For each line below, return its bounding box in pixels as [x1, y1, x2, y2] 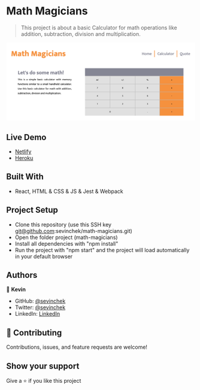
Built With [6, 172, 44, 182]
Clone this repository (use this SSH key [14, 220, 112, 228]
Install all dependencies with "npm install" [14, 240, 119, 247]
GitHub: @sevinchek [14, 298, 66, 305]
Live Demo [6, 132, 47, 142]
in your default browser [14, 253, 73, 260]
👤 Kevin [6, 286, 26, 293]
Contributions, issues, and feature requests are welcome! [6, 343, 148, 351]
